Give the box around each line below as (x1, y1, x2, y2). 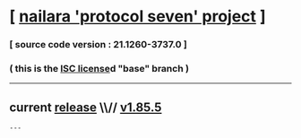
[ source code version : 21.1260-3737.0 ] (9, 39, 188, 51)
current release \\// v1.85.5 (9, 99, 162, 115)
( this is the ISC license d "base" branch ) (9, 63, 190, 75)
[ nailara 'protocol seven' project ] (9, 6, 266, 27)
